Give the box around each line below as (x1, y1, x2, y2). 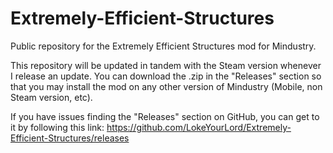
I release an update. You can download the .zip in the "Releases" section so (10, 70, 322, 82)
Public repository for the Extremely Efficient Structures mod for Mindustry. (10, 40, 317, 52)
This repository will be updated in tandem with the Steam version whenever (10, 59, 322, 71)
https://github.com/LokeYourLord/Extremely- (106, 121, 292, 133)
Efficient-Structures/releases (10, 132, 130, 144)
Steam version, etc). (10, 91, 93, 103)
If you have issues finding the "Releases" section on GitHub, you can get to (10, 110, 320, 122)
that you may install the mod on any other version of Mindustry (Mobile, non (10, 80, 323, 92)
